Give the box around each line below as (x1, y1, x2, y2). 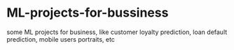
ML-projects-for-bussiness (6, 5, 169, 21)
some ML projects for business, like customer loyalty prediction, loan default (6, 28, 228, 36)
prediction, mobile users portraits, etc (6, 35, 115, 43)
